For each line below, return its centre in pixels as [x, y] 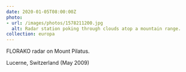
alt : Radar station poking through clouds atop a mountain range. [96, 28]
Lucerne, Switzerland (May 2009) [48, 63]
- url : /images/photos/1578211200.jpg [55, 23]
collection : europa [31, 34]
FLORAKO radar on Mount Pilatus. [48, 51]
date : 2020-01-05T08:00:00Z [41, 12]
